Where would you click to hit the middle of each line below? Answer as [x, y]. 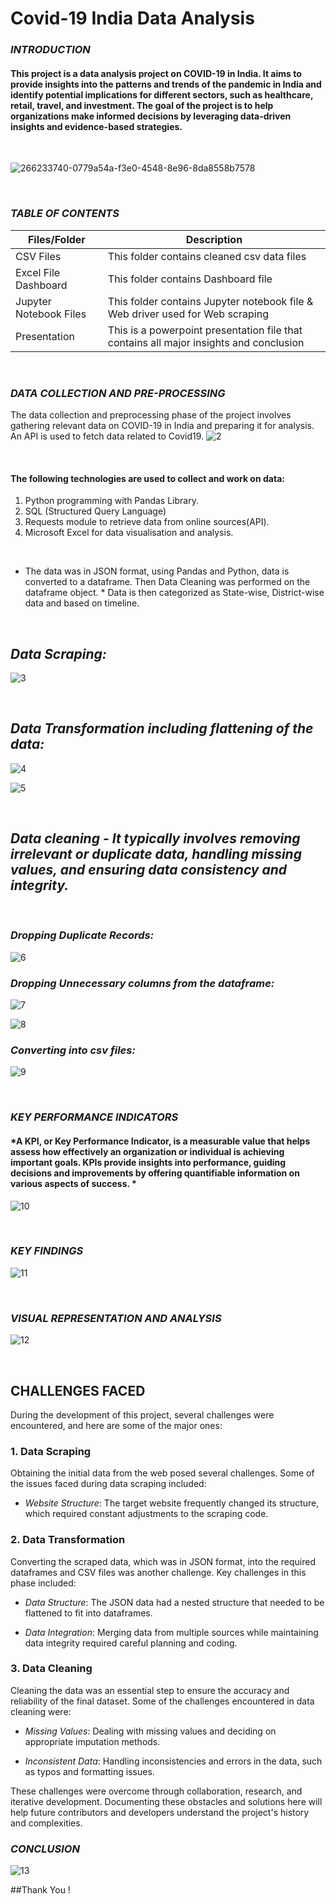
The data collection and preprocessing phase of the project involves [151, 414]
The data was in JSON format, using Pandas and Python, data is [157, 571]
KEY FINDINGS [47, 1251]
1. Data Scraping [51, 1451]
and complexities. [46, 1823]
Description [214, 239]
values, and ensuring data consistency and [149, 870]
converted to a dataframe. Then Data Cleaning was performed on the [167, 582]
